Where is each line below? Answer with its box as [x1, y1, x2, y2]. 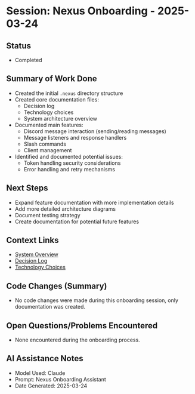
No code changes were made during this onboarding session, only [14, 297, 179, 304]
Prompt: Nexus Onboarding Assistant [14, 375, 106, 383]
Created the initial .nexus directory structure [14, 90, 123, 97]
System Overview [14, 251, 58, 258]
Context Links [6, 235, 59, 245]
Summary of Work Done [6, 73, 97, 84]
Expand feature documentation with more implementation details [14, 199, 174, 206]
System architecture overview [23, 115, 97, 122]
